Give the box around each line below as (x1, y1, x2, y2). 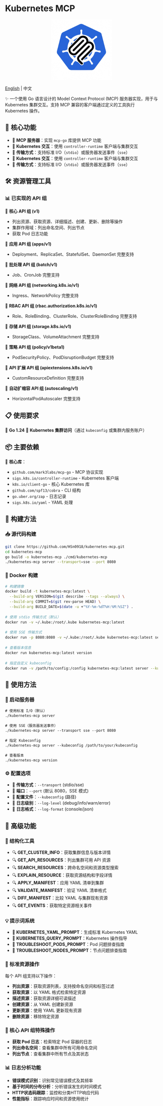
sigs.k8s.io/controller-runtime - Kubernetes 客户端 (12, 475, 119, 481)
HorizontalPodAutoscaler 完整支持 (12, 396, 81, 402)
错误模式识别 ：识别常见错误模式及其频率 (12, 1078, 93, 1084)
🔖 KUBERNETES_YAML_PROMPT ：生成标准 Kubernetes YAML (12, 929, 138, 935)
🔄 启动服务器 (5, 696, 35, 703)
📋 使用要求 (5, 411, 39, 420)
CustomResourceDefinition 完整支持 (12, 375, 84, 381)
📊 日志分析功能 (5, 1064, 41, 1071)
